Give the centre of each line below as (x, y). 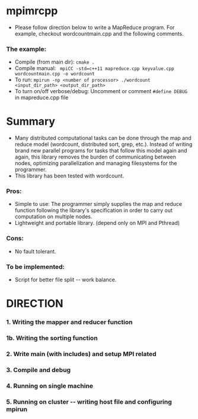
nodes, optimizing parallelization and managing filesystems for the (96, 163)
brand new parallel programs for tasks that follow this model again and (101, 151)
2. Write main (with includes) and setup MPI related (82, 354)
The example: (26, 49)
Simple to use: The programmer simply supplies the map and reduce (98, 204)
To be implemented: (36, 266)
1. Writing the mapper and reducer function (69, 322)
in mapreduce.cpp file (41, 98)
